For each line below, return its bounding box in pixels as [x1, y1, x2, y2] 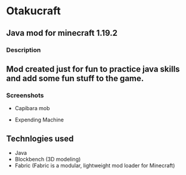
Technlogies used [6, 133, 74, 143]
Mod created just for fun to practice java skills [6, 64, 180, 74]
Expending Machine [14, 116, 64, 123]
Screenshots [6, 91, 44, 99]
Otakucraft [6, 4, 61, 18]
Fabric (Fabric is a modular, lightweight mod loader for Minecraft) [14, 162, 175, 169]
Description [6, 46, 41, 54]
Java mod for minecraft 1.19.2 [6, 28, 118, 38]
